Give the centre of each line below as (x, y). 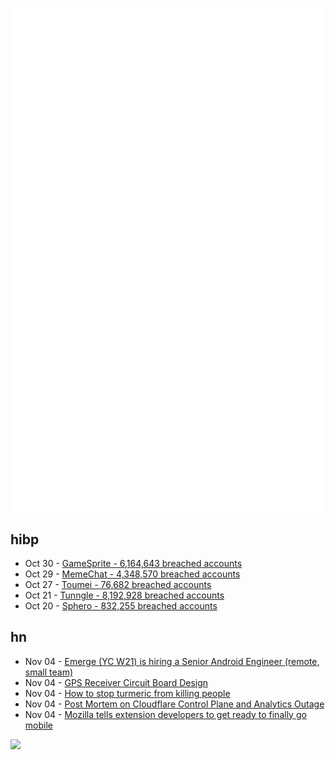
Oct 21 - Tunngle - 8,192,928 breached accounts (124, 595)
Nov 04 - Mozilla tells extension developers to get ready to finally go (165, 714)
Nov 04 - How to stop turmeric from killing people (127, 693)
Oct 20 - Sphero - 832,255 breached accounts (121, 605)
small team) (49, 672)
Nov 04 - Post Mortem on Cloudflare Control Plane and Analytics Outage (174, 704)
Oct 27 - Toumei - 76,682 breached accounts (118, 584)
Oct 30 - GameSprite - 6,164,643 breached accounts (133, 563)
